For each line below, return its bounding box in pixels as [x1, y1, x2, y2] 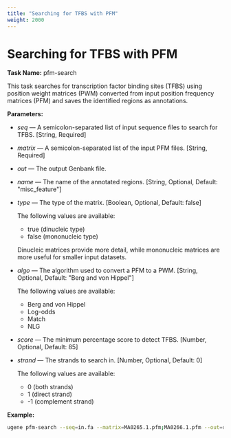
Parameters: [7, 110, 43, 118]
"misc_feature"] [16, 185, 62, 193]
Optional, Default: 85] [16, 343, 78, 351]
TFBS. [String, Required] [16, 131, 87, 139]
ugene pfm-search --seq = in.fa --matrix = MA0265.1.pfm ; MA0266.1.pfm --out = [7, 424, 223, 431]
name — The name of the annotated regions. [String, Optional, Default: [16, 178, 218, 186]
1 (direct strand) [27, 390, 72, 399]
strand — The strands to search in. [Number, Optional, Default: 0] [16, 356, 203, 364]
